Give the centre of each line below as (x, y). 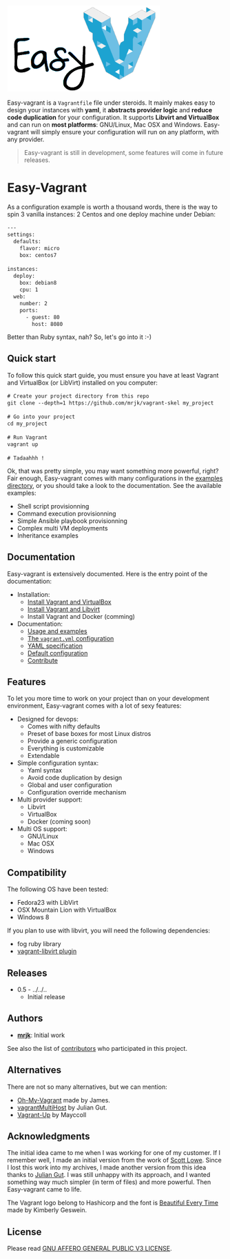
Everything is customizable (66, 748)
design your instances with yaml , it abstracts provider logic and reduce (110, 110)
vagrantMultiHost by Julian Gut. (62, 1107)
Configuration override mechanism (77, 792)
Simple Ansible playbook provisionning (72, 521)
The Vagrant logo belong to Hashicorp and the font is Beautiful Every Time (113, 1203)
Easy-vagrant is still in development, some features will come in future (124, 153)
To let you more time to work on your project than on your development (108, 699)
